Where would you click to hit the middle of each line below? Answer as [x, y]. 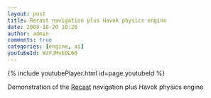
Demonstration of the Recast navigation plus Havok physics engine [105, 87]
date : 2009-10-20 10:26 [43, 27]
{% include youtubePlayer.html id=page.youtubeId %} [86, 73]
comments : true [30, 40]
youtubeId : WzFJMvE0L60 [43, 54]
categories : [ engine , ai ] [45, 47]
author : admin [28, 33]
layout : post [27, 14]
